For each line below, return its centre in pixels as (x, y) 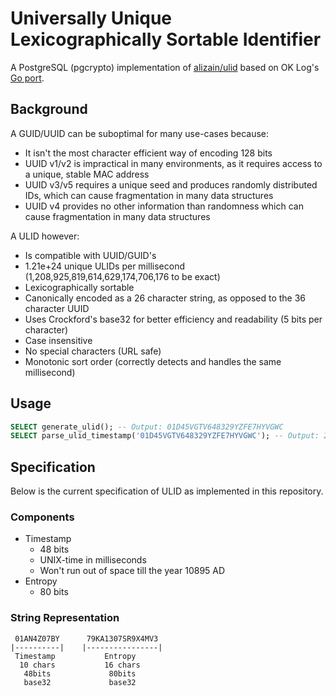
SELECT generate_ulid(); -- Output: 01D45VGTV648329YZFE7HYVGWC (147, 427)
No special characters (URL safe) (93, 351)
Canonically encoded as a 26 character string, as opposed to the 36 (165, 298)
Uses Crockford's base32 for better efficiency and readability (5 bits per (173, 319)
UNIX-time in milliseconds (93, 560)
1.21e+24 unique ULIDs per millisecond (104, 266)
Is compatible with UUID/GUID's (90, 255)
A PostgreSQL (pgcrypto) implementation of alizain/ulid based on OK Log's (165, 67)
